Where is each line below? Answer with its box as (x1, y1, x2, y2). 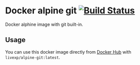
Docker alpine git (5, 5, 77, 16)
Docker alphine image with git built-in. (5, 21, 83, 27)
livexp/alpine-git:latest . (5, 54, 60, 60)
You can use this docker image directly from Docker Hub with (5, 49, 132, 55)
